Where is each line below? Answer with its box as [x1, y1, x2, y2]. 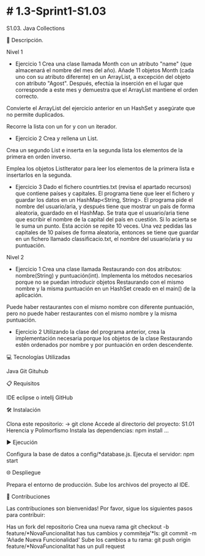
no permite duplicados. [6, 111, 65, 118]
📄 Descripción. [6, 36, 44, 43]
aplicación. [15, 291, 43, 298]
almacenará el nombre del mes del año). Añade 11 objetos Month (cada [15, 66, 194, 74]
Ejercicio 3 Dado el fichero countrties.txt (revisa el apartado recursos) [15, 183, 192, 190]
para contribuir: [6, 511, 46, 518]
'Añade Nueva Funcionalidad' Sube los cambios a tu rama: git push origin [6, 536, 191, 543]
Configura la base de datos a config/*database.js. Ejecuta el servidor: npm [6, 450, 195, 458]
